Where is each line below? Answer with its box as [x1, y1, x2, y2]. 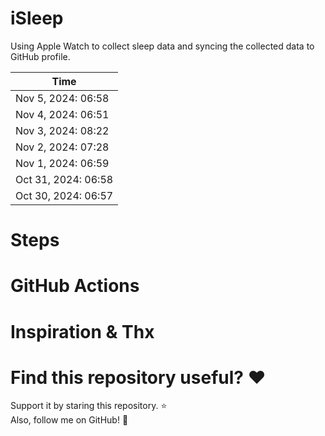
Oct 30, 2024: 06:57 [15, 188, 114, 202]
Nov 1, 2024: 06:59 [15, 156, 110, 170]
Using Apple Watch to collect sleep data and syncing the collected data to [10, 40, 315, 52]
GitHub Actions [10, 275, 140, 297]
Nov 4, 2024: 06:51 [15, 107, 110, 121]
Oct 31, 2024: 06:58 [15, 172, 114, 186]
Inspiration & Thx [10, 320, 155, 343]
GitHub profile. [10, 50, 71, 62]
